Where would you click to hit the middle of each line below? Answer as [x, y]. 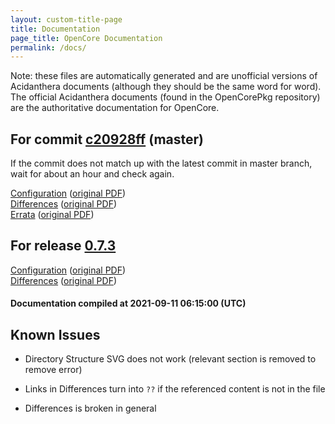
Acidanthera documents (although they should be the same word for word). [166, 87]
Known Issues [55, 334]
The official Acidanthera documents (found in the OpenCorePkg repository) [165, 97]
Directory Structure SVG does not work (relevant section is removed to [170, 359]
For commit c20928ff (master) [107, 139]
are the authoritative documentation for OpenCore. [115, 108]
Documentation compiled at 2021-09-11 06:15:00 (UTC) [128, 303]
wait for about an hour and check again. [92, 174]
